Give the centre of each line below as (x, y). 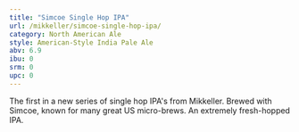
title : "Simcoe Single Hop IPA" (69, 17)
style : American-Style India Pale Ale (81, 42)
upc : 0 (21, 76)
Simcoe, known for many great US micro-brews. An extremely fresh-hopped (149, 110)
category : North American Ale (66, 34)
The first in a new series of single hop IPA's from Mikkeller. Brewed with (141, 101)
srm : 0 (21, 68)
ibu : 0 (21, 59)
